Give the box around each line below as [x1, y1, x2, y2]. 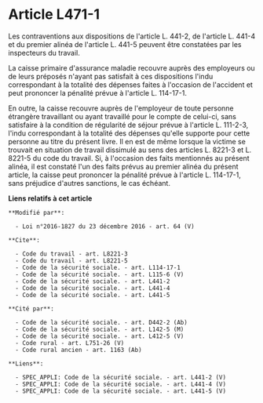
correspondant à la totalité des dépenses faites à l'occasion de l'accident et [8, 80, 254, 89]
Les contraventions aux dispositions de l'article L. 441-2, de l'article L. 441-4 [8, 31, 256, 41]
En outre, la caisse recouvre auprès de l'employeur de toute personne [8, 103, 234, 113]
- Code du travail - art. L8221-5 [15, 256, 128, 264]
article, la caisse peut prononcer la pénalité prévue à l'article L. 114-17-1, [8, 170, 242, 180]
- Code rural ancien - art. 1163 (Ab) [15, 346, 143, 354]
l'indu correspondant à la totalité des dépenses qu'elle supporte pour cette [8, 128, 250, 138]
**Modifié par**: [8, 209, 65, 216]
